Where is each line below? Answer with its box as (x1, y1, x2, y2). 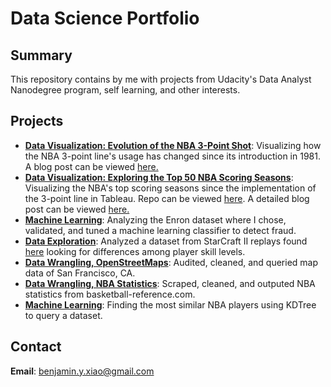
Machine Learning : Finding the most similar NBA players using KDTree (24, 298, 317, 311)
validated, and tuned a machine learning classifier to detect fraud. (24, 224, 297, 236)
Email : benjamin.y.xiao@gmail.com (10, 365, 155, 377)
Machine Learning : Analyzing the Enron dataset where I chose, (24, 213, 287, 226)
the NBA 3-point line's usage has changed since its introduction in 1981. (24, 150, 321, 162)
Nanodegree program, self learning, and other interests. (10, 84, 241, 96)
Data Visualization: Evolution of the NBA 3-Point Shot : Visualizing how (24, 139, 322, 151)
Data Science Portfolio (10, 7, 200, 30)
